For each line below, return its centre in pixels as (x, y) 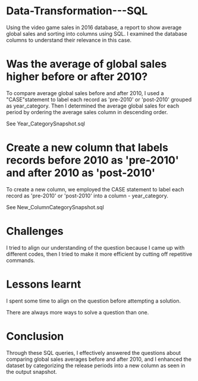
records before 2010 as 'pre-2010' (93, 160)
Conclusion (35, 336)
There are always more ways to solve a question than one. (78, 312)
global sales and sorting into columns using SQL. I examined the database (97, 33)
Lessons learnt (44, 284)
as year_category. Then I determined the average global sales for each (93, 106)
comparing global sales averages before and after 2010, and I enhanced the (99, 359)
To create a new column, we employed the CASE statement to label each (95, 189)
